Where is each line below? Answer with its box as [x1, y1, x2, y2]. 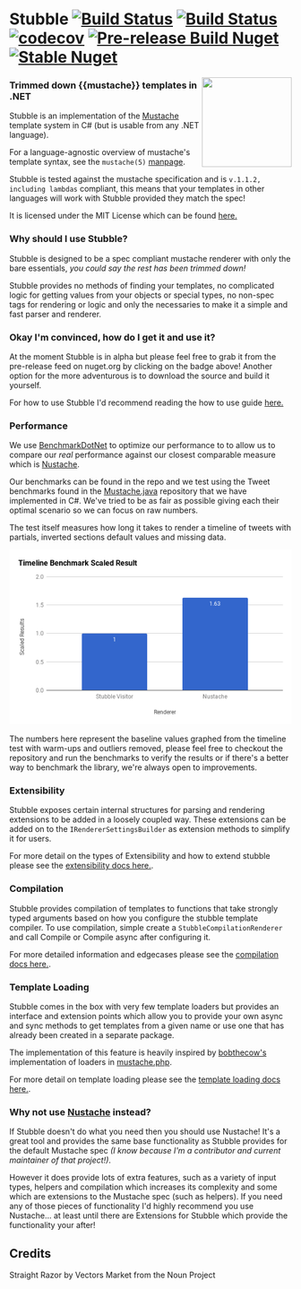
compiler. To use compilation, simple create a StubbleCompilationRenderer [9, 921, 283, 932]
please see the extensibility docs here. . [9, 861, 154, 871]
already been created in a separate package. [9, 1029, 175, 1040]
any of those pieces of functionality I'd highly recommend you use [9, 1201, 254, 1212]
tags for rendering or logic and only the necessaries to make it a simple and [9, 298, 288, 309]
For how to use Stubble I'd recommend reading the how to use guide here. [9, 397, 284, 408]
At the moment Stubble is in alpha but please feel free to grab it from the [9, 351, 277, 362]
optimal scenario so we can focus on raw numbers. [9, 505, 199, 515]
